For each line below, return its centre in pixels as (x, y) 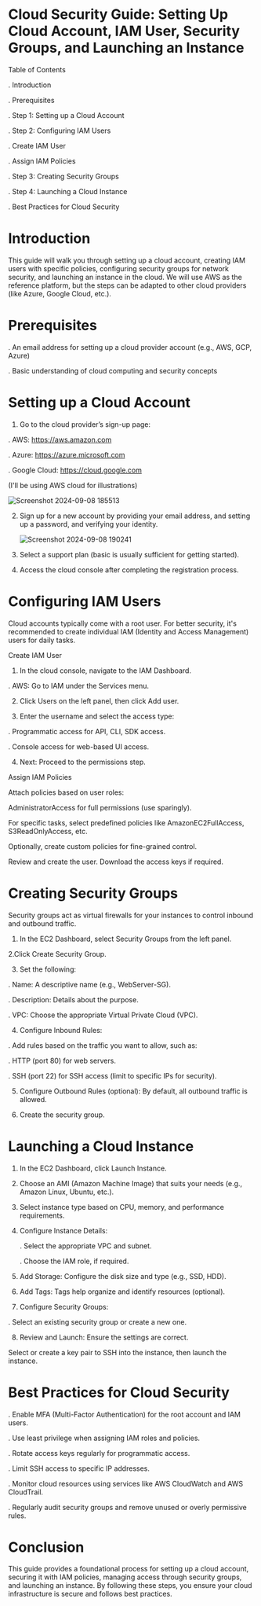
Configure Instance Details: (63, 1230)
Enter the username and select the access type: (97, 716)
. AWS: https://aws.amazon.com (60, 439)
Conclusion (46, 1547)
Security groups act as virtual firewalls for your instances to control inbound (131, 915)
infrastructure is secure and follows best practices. (90, 1594)
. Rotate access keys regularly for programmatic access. (99, 1453)
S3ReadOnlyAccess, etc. (48, 831)
